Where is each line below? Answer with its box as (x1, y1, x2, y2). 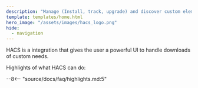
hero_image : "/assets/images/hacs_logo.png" (6, 19, 117, 25)
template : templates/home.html (6, 14, 83, 20)
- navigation (11, 31, 44, 36)
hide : (6, 25, 19, 31)
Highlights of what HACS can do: (6, 64, 86, 71)
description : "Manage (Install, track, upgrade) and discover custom (6, 8, 181, 15)
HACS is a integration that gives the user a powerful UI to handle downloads (6, 46, 190, 53)
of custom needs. (6, 53, 49, 60)
